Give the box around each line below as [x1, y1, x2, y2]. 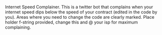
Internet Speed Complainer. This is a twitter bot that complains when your [5, 4, 153, 10]
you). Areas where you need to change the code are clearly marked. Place [5, 14, 155, 20]
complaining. [5, 24, 31, 30]
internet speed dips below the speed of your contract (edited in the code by [5, 9, 158, 15]
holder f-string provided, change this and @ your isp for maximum [5, 19, 138, 25]
